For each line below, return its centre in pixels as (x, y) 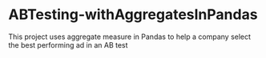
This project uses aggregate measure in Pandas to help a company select (129, 37)
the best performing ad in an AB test (68, 44)
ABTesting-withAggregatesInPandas (133, 15)
